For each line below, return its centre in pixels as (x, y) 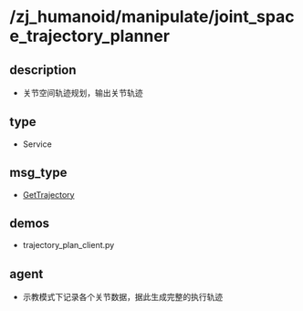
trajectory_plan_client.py (68, 245)
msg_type (38, 173)
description (43, 70)
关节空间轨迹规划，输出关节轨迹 (83, 93)
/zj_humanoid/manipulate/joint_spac (152, 17)
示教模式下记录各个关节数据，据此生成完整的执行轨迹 (123, 297)
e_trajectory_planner (90, 36)
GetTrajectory (48, 194)
